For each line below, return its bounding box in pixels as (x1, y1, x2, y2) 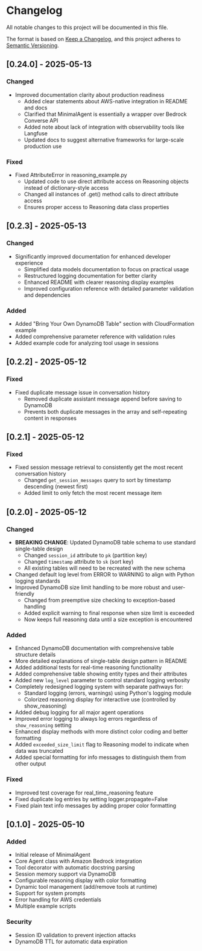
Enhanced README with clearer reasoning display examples (24, 279, 174, 286)
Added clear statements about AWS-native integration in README (24, 97, 188, 105)
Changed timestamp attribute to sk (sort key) (24, 558, 134, 565)
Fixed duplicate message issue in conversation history (14, 388, 150, 396)
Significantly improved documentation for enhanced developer (14, 253, 171, 260)
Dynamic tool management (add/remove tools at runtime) (14, 883, 158, 891)
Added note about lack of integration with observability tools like (24, 123, 185, 131)
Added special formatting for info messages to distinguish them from (14, 753, 186, 761)
